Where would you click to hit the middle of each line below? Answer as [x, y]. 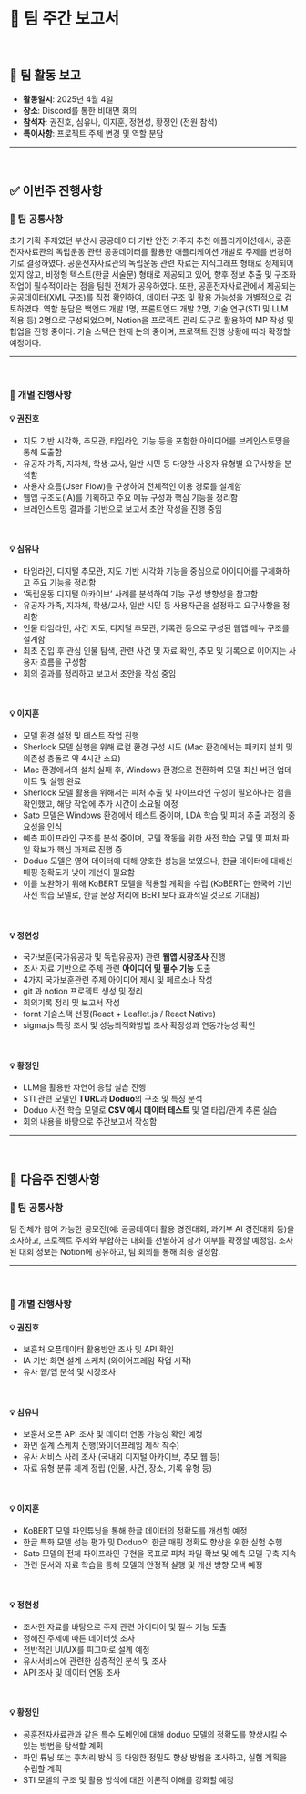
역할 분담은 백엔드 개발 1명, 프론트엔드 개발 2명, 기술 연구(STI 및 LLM [166, 309]
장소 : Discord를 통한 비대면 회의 [80, 110]
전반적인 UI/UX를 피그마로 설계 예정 [86, 1649]
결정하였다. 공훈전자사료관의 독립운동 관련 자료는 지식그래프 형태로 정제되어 [160, 263]
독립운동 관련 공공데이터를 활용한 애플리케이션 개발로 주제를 [162, 252]
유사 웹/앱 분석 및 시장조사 [69, 1372]
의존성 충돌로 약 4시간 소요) [71, 758]
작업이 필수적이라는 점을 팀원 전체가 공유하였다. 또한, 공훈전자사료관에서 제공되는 [153, 286]
